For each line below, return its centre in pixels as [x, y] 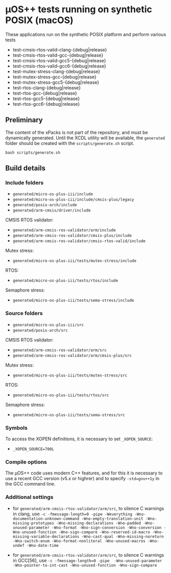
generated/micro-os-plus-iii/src [48, 325]
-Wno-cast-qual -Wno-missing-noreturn [123, 536]
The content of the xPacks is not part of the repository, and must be [77, 132]
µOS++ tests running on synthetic [79, 9]
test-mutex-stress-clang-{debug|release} [56, 71]
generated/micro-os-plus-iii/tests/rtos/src [61, 395]
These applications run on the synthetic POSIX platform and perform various [86, 34]
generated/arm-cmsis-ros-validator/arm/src [60, 350]
